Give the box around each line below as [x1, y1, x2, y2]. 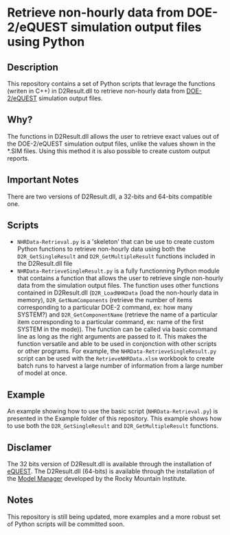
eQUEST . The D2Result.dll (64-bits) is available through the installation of [7, 467, 215, 475]
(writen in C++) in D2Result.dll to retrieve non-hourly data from [7, 87, 185, 95]
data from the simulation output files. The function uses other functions [16, 282, 219, 290]
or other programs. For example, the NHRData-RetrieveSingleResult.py [16, 347, 217, 355]
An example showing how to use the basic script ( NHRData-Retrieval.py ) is [7, 407, 218, 416]
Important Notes [7, 174, 79, 186]
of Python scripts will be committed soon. [7, 520, 125, 528]
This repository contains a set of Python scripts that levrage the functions [7, 80, 216, 87]
